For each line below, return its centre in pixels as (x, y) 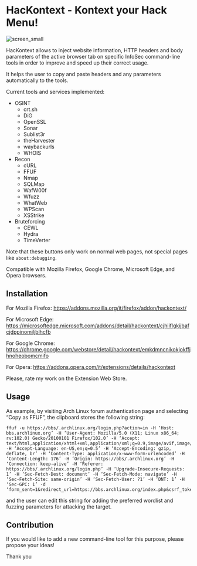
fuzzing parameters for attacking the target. (59, 506)
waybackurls (39, 147)
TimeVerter (37, 240)
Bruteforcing (30, 221)
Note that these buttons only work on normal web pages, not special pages (97, 251)
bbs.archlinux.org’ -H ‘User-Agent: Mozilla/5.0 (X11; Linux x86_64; (93, 433)
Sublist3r (34, 134)
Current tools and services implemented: (55, 91)
